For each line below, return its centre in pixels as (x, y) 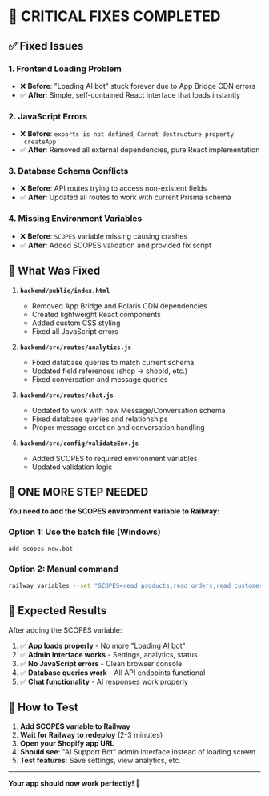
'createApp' (40, 142)
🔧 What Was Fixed (54, 271)
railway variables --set (50, 585)
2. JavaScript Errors (48, 116)
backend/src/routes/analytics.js (76, 348)
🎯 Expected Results (58, 611)
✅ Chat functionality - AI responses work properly (104, 681)
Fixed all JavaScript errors (75, 331)
